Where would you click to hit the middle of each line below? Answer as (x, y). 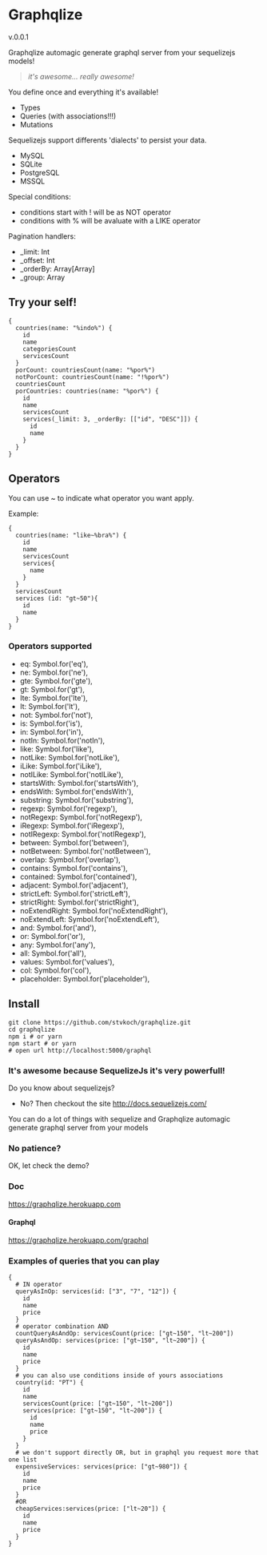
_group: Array (42, 277)
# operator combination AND (62, 1327)
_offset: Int (37, 260)
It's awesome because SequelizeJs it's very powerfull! (117, 1070)
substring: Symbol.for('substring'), (77, 800)
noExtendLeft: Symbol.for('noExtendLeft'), (90, 919)
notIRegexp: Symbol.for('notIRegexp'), (83, 834)
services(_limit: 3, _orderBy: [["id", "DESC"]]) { (110, 419)
